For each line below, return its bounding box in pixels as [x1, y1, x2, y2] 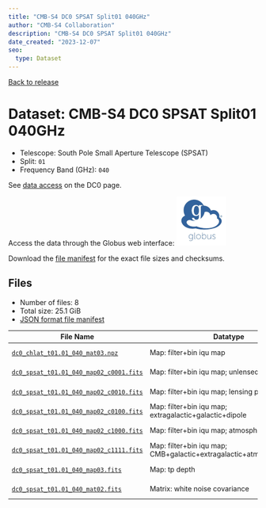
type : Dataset [15, 55, 62, 63]
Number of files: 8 [19, 297, 79, 307]
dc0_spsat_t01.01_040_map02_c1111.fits [11, 446, 143, 455]
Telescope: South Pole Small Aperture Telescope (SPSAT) [19, 147, 208, 158]
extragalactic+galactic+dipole [149, 411, 247, 420]
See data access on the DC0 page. [8, 180, 122, 189]
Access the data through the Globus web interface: [8, 238, 175, 247]
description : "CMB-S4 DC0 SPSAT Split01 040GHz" [8, 29, 172, 37]
